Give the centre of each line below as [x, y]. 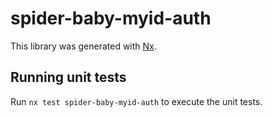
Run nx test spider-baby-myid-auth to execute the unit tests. [136, 101]
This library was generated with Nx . [83, 46]
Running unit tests [68, 77]
